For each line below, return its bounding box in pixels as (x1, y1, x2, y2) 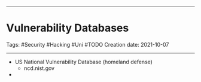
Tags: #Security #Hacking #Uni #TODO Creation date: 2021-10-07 (6, 41, 169, 48)
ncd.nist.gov (23, 64, 55, 72)
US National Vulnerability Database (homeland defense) (14, 58, 153, 65)
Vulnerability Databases (6, 22, 129, 35)
